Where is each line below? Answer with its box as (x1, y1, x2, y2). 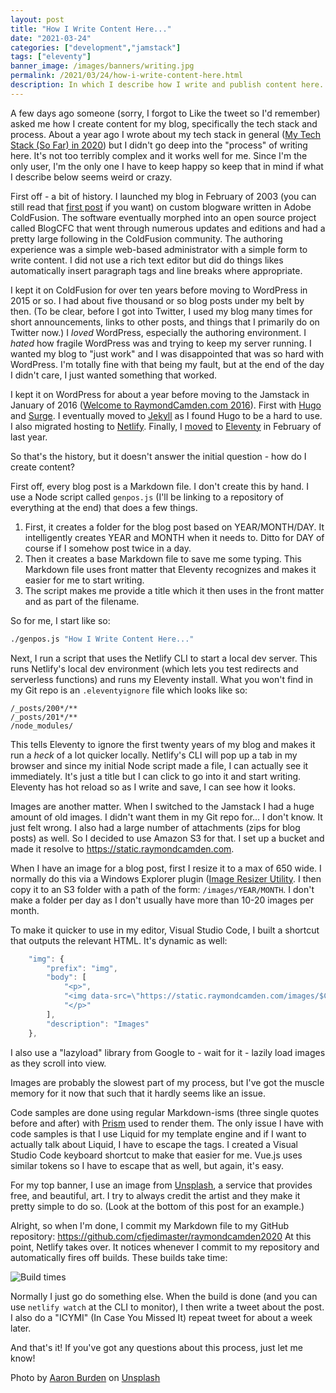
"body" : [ (46, 972, 87, 983)
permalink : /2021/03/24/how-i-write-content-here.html (10, 71, 244, 81)
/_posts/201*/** (10, 712, 78, 722)
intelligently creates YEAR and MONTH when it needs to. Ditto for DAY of (24, 531, 325, 543)
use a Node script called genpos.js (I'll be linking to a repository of (10, 491, 284, 503)
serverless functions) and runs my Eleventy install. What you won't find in (10, 673, 313, 685)
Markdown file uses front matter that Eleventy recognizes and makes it (24, 563, 317, 575)
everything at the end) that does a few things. (10, 501, 198, 513)
